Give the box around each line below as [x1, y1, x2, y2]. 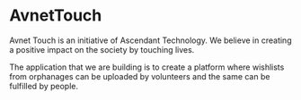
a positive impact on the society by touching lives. [9, 44, 195, 54]
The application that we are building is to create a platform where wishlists [9, 62, 285, 72]
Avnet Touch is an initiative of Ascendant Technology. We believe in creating [9, 35, 292, 46]
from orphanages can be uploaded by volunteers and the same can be [9, 71, 270, 81]
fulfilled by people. [9, 80, 79, 91]
